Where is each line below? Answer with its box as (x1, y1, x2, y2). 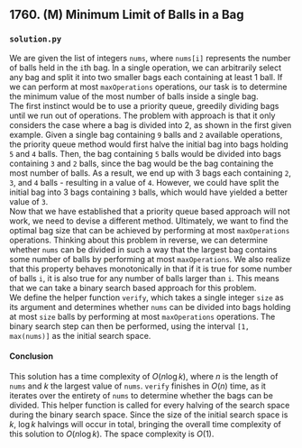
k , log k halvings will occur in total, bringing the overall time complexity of (9, 418, 281, 429)
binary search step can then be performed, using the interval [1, (9, 320, 250, 332)
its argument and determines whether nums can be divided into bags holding (9, 301, 291, 312)
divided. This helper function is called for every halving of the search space (9, 399, 290, 410)
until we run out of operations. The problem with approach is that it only (9, 110, 276, 121)
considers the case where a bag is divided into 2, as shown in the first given (9, 119, 292, 130)
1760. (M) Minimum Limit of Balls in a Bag (9, 7, 244, 23)
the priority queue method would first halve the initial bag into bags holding (9, 139, 288, 150)
